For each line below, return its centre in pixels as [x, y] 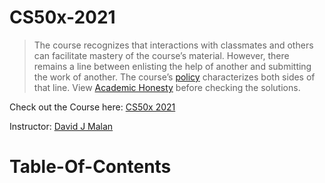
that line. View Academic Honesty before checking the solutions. [167, 87]
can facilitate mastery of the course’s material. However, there [161, 55]
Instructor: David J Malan [61, 126]
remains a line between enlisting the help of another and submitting [172, 66]
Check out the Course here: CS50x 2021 [92, 107]
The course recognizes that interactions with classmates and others [173, 45]
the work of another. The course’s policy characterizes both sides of [174, 77]
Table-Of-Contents [90, 167]
